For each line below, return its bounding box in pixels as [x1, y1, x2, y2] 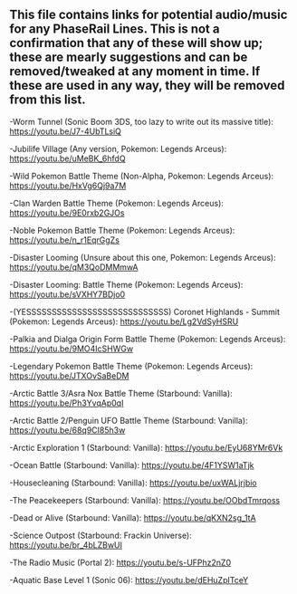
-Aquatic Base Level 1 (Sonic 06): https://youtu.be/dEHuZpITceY [9, 574, 249, 585]
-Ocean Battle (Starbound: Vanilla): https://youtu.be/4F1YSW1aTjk [9, 459, 254, 470]
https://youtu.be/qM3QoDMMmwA [9, 262, 139, 273]
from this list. [9, 92, 86, 108]
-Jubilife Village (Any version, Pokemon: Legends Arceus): [9, 143, 227, 154]
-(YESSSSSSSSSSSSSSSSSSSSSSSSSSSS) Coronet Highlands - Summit [9, 306, 281, 317]
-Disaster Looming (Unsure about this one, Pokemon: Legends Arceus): [9, 252, 276, 263]
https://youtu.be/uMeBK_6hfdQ [9, 153, 126, 164]
